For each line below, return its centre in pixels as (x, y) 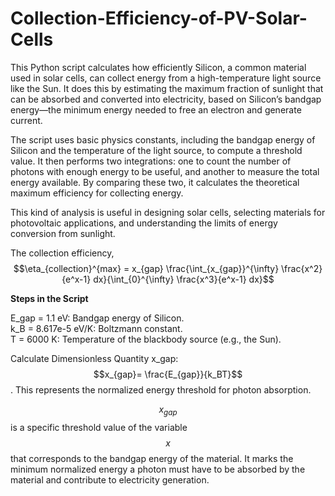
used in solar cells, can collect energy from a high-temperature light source (166, 78)
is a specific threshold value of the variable (99, 427)
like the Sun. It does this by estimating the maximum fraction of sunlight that (167, 88)
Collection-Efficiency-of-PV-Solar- (159, 18)
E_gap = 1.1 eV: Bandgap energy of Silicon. (97, 318)
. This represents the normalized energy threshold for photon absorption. (161, 389)
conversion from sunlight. (63, 233)
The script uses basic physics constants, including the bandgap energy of (163, 139)
